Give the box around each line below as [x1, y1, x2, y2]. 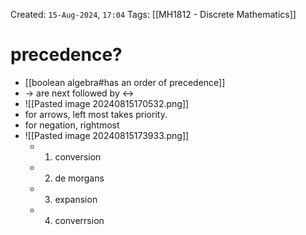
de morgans [54, 172, 105, 184]
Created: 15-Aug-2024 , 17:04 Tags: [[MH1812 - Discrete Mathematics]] [10, 9, 297, 20]
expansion [54, 193, 98, 205]
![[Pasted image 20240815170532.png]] [24, 97, 190, 109]
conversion [54, 150, 102, 163]
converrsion [54, 214, 105, 226]
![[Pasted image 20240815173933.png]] [24, 129, 190, 141]
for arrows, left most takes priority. [24, 108, 168, 120]
